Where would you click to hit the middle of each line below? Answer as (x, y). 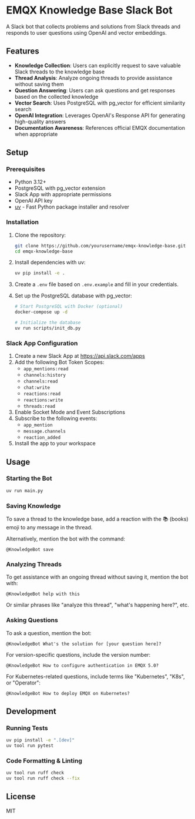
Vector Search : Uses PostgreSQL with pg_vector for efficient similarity (100, 103)
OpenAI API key (33, 201)
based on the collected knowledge (56, 96)
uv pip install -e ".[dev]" (41, 740)
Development (31, 711)
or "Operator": (23, 683)
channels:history (45, 375)
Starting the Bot (29, 478)
